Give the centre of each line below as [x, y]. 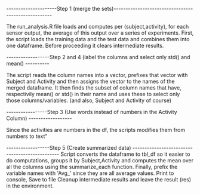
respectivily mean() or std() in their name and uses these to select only [93, 94]
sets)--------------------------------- [147, 9]
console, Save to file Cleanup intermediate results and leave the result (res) [99, 179]
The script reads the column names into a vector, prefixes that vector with [97, 75]
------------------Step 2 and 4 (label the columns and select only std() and [98, 57]
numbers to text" [27, 136]
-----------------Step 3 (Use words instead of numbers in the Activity [92, 112]
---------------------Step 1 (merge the [53, 9]
